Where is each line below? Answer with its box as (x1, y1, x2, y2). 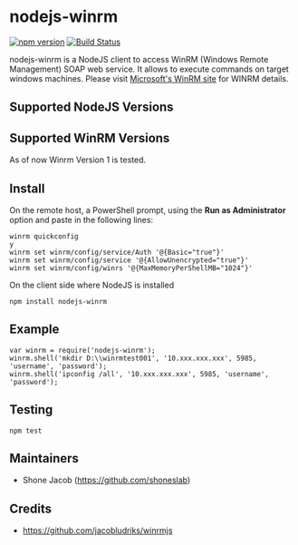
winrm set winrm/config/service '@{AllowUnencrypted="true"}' (9, 256, 249, 265)
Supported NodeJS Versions (9, 100, 174, 115)
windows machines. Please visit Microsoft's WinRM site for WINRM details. (9, 73, 289, 83)
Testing (9, 402, 53, 418)
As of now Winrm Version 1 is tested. (9, 154, 147, 165)
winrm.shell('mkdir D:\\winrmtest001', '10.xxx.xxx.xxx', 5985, (9, 354, 257, 363)
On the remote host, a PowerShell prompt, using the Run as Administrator (9, 204, 286, 215)
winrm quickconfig (9, 231, 79, 241)
